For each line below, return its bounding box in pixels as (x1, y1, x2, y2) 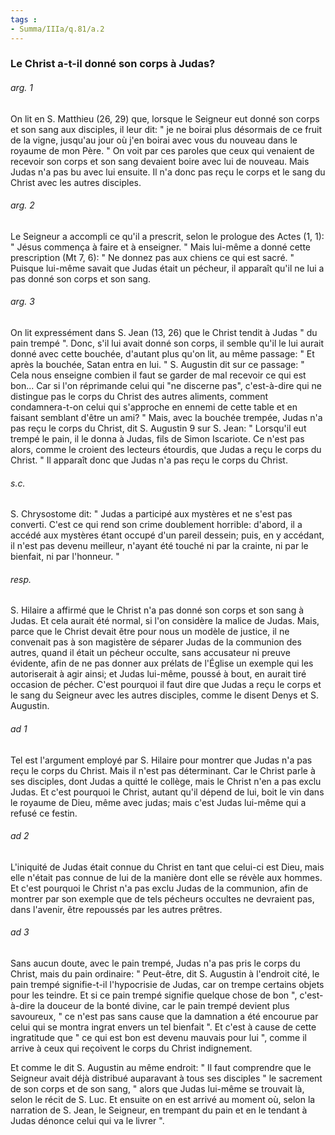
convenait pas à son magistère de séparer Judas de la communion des (10, 636, 302, 648)
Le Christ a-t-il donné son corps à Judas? (10, 57, 216, 71)
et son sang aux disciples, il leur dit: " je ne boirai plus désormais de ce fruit (10, 123, 322, 135)
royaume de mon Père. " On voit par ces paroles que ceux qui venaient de (10, 144, 315, 156)
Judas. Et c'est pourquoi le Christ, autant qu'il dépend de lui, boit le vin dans (10, 786, 325, 798)
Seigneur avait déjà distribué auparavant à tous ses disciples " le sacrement (10, 1072, 323, 1085)
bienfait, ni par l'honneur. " (10, 551, 120, 563)
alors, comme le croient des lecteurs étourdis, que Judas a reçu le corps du (10, 444, 322, 456)
